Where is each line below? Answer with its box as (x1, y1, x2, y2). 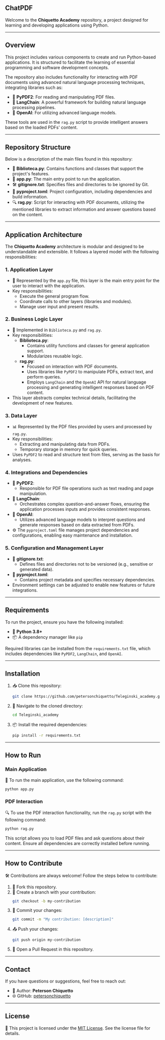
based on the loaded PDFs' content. (5, 124, 78, 130)
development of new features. (12, 400, 74, 406)
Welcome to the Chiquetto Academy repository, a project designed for (5, 17, 149, 23)
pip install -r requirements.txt (12, 733, 81, 738)
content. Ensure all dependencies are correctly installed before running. (5, 840, 151, 846)
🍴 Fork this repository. (12, 884, 57, 890)
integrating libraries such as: (5, 84, 63, 90)
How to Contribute (5, 859, 63, 868)
